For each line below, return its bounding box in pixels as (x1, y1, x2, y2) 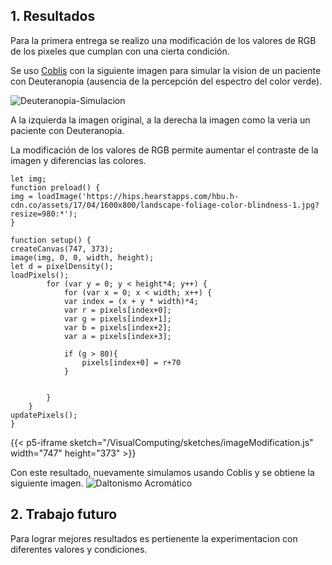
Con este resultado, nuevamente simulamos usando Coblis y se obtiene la (10, 466, 315, 478)
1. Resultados (10, 8, 96, 25)
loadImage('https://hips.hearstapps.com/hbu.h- (36, 191, 240, 201)
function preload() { (10, 182, 101, 193)
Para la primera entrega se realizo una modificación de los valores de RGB (10, 34, 317, 46)
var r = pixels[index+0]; (63, 305, 172, 315)
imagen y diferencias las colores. (10, 154, 147, 166)
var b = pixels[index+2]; (63, 322, 172, 333)
